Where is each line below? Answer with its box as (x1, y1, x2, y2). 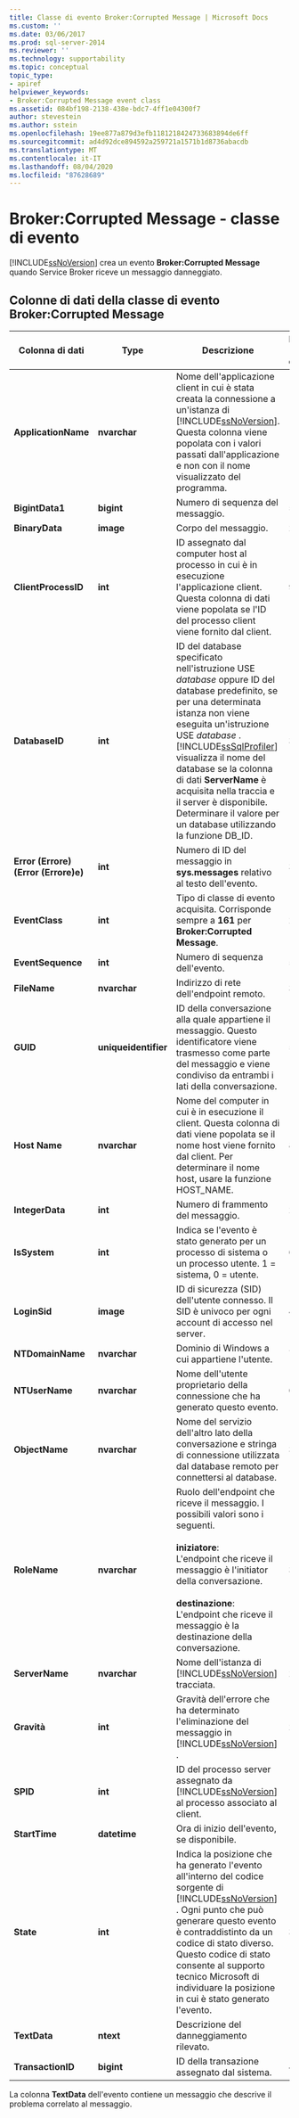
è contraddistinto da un (176, 1926, 273, 1938)
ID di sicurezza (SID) (176, 1283, 263, 1295)
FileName (13, 982, 55, 994)
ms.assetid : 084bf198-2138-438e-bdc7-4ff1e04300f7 (9, 104, 201, 113)
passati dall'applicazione (176, 448, 280, 460)
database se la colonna (176, 763, 273, 775)
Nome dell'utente (176, 1367, 248, 1380)
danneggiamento (176, 2030, 247, 2041)
